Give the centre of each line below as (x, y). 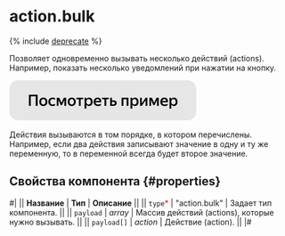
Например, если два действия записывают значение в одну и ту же (139, 143)
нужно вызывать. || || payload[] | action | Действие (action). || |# (130, 222)
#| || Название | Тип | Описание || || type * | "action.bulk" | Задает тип (141, 203)
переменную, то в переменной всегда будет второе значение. (129, 153)
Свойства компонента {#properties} (115, 181)
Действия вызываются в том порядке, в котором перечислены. (130, 134)
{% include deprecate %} (56, 41)
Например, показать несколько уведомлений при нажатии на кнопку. (143, 68)
